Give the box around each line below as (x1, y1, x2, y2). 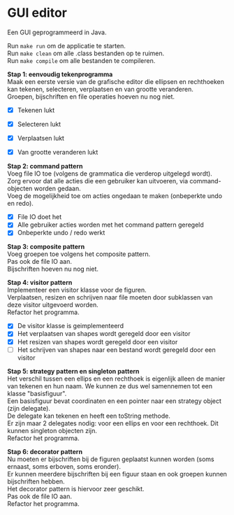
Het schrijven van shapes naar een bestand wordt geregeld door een (17, 345, 216, 354)
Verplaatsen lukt (17, 134, 65, 143)
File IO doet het (17, 213, 61, 221)
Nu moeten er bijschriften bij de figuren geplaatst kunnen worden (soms (7, 455, 214, 463)
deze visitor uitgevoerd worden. (7, 301, 99, 309)
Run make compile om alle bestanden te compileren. (7, 56, 156, 64)
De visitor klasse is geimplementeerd (17, 322, 124, 330)
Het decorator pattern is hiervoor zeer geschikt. (7, 484, 145, 493)
